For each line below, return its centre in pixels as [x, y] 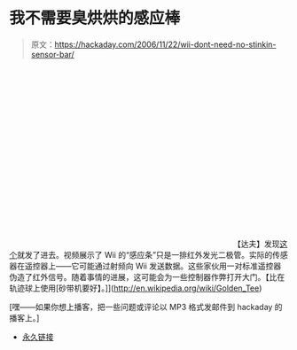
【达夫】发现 [256, 244]
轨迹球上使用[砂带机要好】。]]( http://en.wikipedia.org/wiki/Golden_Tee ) [136, 288]
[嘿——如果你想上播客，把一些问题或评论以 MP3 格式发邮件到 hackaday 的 [146, 307]
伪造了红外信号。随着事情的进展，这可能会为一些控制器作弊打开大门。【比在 [147, 276]
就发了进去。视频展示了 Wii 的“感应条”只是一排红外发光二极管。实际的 [145, 254]
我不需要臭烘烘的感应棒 [95, 18]
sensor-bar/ [52, 54]
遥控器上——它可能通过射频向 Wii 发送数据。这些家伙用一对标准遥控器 [153, 266]
